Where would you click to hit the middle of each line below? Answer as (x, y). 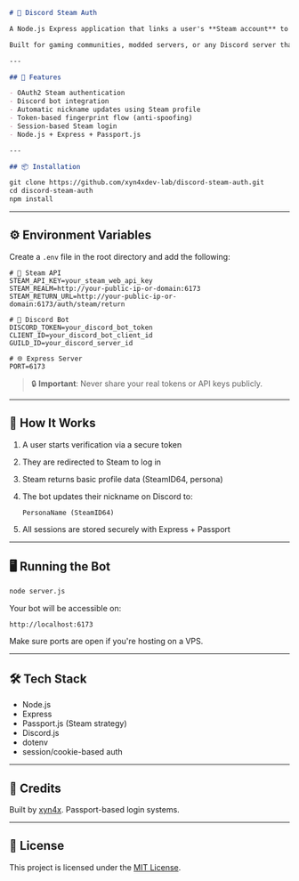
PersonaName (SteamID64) (68, 513)
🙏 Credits (36, 788)
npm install (31, 199)
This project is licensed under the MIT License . (95, 867)
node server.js (37, 592)
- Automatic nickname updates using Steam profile (105, 110)
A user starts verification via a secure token (102, 444)
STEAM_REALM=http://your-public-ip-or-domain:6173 (105, 288)
